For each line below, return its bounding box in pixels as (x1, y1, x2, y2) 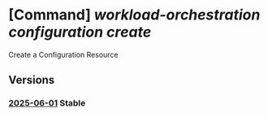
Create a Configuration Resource (8, 49, 119, 59)
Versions (8, 73, 55, 87)
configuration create (8, 23, 152, 41)
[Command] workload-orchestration (8, 6, 261, 24)
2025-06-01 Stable (8, 97, 86, 109)
